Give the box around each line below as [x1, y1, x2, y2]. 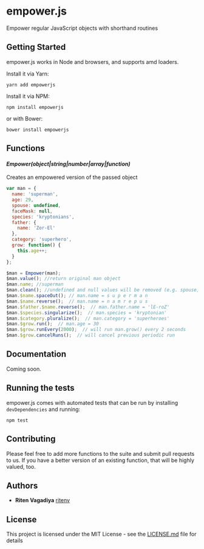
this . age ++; [17, 248, 47, 254]
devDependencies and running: [6, 405, 81, 413]
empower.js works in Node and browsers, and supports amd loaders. [6, 58, 179, 65]
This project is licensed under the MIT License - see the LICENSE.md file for [6, 531, 197, 538]
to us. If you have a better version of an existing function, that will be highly [6, 456, 194, 464]
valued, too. [6, 463, 36, 470]
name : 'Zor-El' [17, 225, 56, 231]
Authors [6, 480, 38, 491]
